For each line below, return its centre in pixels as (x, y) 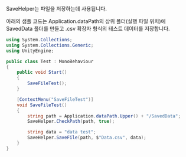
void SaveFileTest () (42, 105)
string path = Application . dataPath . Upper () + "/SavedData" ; (104, 116)
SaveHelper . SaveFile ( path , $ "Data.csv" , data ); (87, 138)
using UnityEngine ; (30, 51)
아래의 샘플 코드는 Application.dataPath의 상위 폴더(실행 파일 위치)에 (86, 21)
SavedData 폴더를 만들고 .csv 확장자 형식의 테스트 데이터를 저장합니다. (88, 29)
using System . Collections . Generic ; (50, 45)
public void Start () (42, 73)
